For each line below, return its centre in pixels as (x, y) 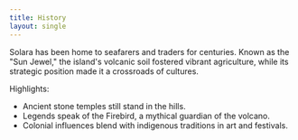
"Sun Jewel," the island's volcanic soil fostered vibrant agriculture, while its (149, 61)
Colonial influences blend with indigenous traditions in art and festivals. (155, 125)
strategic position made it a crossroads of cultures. (104, 71)
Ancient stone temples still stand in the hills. (104, 106)
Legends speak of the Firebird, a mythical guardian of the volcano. (146, 116)
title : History (38, 18)
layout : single (38, 26)
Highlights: (29, 89)
